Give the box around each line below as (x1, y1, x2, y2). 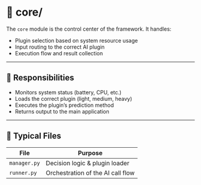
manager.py (9, 159, 40, 166)
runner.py (9, 169, 37, 176)
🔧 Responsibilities (6, 73, 75, 83)
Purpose (77, 148, 103, 157)
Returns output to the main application (14, 108, 109, 115)
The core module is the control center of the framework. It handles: (6, 25, 172, 32)
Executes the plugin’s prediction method (14, 102, 114, 109)
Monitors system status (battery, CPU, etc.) (14, 88, 121, 96)
